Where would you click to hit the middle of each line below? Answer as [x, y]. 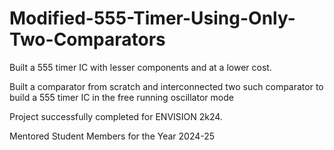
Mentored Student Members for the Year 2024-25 [112, 136]
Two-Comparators [87, 39]
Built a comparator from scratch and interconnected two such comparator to [166, 86]
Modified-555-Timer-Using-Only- [152, 18]
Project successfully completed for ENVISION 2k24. [116, 116]
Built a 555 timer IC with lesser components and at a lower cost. [140, 67]
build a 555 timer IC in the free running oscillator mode [121, 97]
